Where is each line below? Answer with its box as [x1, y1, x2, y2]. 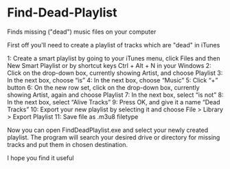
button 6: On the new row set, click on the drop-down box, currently [7, 83, 200, 91]
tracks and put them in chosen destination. [7, 140, 128, 148]
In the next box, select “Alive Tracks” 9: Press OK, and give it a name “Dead [7, 98, 220, 106]
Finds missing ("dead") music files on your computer [7, 27, 157, 36]
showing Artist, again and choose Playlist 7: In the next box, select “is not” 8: [7, 91, 224, 99]
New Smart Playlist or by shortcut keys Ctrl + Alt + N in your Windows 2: [7, 61, 211, 69]
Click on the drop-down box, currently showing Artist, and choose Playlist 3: [7, 69, 223, 77]
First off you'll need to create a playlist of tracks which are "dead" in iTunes [7, 41, 220, 49]
